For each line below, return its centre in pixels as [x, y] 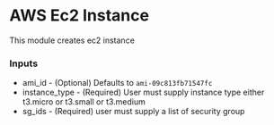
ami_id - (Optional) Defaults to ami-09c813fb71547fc [117, 83]
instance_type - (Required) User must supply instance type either [143, 92]
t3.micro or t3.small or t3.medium [84, 102]
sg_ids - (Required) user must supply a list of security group [133, 112]
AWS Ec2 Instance [80, 16]
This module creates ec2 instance [72, 40]
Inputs [24, 63]
